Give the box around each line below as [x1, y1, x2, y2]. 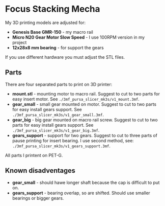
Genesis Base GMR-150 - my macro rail [12, 29, 93, 35]
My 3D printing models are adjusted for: [5, 20, 86, 25]
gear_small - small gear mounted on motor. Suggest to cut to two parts [12, 101, 157, 107]
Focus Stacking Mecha [5, 3, 100, 15]
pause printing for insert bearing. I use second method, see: [12, 137, 134, 143]
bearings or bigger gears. [12, 195, 64, 201]
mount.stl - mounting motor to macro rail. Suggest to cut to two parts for [12, 91, 160, 96]
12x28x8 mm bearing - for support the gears [12, 45, 104, 50]
